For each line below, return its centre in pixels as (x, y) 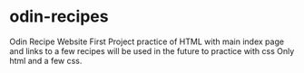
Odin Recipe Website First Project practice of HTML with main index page (147, 41)
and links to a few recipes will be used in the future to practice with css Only (152, 50)
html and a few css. (46, 60)
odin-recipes (59, 17)
